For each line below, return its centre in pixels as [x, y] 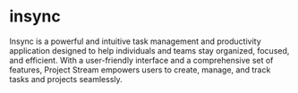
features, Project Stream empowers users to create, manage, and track [140, 70]
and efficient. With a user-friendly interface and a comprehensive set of [141, 60]
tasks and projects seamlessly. [66, 79]
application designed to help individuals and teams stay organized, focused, [149, 50]
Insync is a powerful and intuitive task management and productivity [135, 41]
